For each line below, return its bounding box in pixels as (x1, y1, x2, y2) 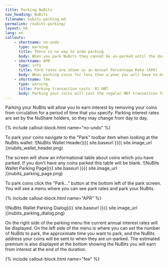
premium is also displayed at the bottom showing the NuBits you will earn (5, 241, 156, 247)
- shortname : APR (14, 58, 50, 63)
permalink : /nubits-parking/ (5, 21, 66, 26)
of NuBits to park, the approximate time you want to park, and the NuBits (5, 231, 155, 237)
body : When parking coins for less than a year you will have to (18, 72, 157, 77)
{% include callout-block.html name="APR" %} (5, 195, 101, 201)
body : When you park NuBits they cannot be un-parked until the (18, 53, 155, 59)
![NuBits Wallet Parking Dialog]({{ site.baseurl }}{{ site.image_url (5, 205, 137, 211)
